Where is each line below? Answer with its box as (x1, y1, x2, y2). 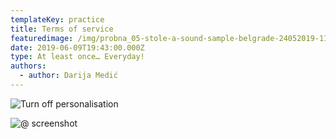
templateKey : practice (10, 14, 105, 25)
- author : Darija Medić (19, 71, 118, 81)
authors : (10, 61, 47, 71)
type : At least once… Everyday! (10, 52, 145, 62)
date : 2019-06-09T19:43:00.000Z (10, 42, 145, 53)
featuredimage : (10, 33, 74, 43)
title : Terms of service (10, 24, 114, 34)
